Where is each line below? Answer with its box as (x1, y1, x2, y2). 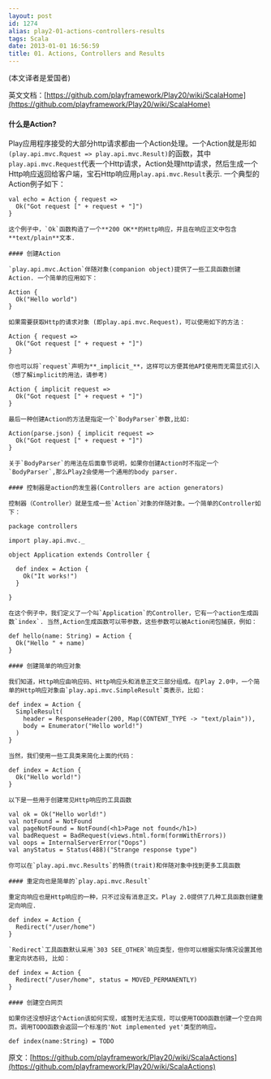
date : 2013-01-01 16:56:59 (8, 42, 100, 50)
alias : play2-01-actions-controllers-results (8, 27, 165, 35)
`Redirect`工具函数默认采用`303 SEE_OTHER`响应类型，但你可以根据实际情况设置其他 (8, 946, 263, 955)
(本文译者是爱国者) (8, 73, 71, 82)
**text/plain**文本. (8, 234, 75, 242)
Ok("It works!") (23, 572, 79, 581)
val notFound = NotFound (8, 817, 92, 825)
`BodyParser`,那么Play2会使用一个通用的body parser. (8, 468, 179, 476)
